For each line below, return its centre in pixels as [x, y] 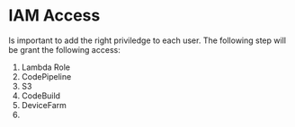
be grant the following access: [64, 49]
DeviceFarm [44, 105]
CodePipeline [46, 76]
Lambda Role [46, 67]
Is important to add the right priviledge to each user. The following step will [147, 40]
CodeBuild [40, 96]
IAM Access [54, 16]
